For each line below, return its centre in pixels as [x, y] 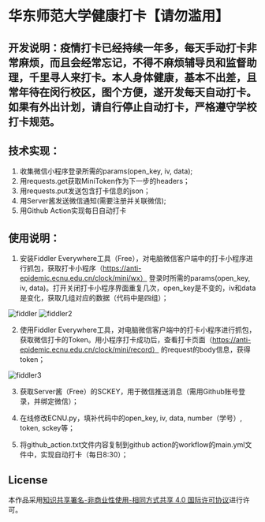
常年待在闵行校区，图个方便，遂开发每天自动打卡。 [132, 92]
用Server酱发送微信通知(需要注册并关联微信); [93, 201]
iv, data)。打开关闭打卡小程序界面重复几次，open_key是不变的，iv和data [138, 288]
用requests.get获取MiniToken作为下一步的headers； [105, 181]
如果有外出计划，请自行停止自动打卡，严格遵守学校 [132, 107]
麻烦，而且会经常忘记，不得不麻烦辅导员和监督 [132, 63]
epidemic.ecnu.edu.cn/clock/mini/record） [89, 350]
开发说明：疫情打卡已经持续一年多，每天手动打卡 [127, 48]
